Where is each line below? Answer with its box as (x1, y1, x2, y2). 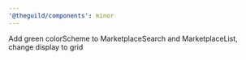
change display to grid (8, 42, 84, 52)
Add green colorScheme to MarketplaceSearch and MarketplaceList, (8, 34, 238, 43)
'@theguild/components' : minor (8, 11, 114, 20)
